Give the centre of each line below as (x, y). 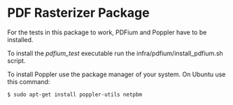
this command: (29, 81)
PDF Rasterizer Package (78, 13)
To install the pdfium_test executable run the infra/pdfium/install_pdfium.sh (115, 53)
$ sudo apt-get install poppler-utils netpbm (75, 94)
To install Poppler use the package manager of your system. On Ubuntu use (116, 74)
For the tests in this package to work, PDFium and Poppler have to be (107, 32)
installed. (20, 39)
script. (16, 60)
